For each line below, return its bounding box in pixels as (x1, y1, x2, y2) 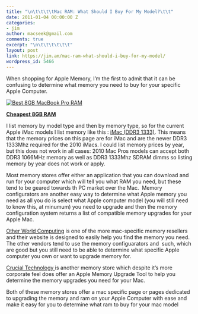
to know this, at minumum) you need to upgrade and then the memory (6, 203, 177, 210)
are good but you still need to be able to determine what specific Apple (6, 246, 180, 253)
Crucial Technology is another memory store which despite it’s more (6, 264, 173, 271)
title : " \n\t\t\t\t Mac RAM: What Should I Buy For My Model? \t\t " (6, 8, 174, 15)
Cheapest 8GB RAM (6, 111, 56, 118)
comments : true (6, 36, 44, 42)
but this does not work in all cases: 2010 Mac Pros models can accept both (6, 147, 190, 155)
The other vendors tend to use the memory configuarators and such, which (6, 240, 191, 247)
